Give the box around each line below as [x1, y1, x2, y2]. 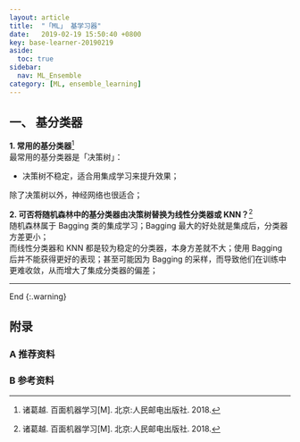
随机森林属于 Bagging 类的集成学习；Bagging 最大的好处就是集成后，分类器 [9, 220, 288, 230]
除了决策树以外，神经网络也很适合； [9, 189, 143, 201]
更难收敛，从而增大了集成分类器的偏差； [9, 264, 158, 275]
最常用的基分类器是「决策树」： [9, 152, 123, 163]
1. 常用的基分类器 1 [9, 139, 75, 152]
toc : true [17, 54, 54, 63]
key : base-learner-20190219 [9, 38, 114, 47]
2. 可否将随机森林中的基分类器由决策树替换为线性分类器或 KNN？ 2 [9, 207, 254, 220]
